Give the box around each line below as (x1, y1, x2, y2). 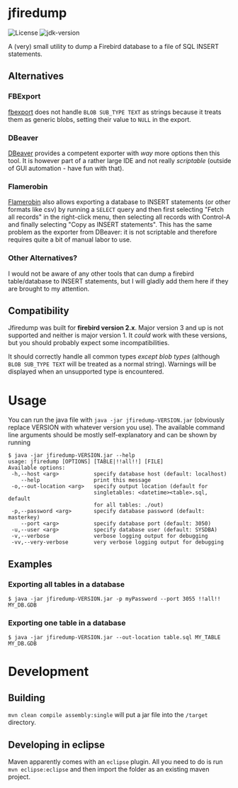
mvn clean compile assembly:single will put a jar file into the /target (8, 711, 208, 719)
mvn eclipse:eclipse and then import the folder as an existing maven (8, 765, 210, 774)
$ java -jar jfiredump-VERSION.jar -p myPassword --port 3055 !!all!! (8, 595, 221, 602)
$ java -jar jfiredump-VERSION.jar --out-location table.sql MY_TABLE (8, 634, 221, 641)
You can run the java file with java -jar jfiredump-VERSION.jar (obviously (8, 416, 225, 424)
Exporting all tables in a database (8, 579, 125, 589)
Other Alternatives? (8, 253, 78, 263)
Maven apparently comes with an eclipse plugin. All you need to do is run (8, 758, 223, 766)
